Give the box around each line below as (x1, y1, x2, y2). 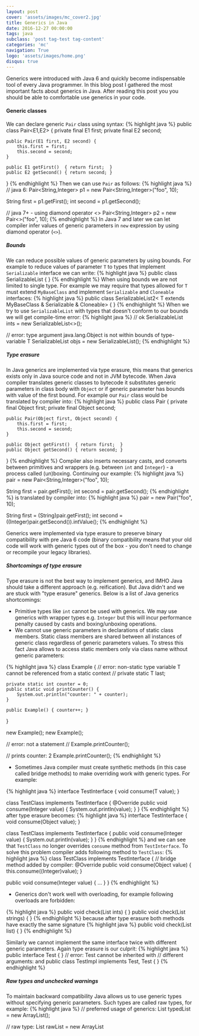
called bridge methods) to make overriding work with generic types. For (14, 770, 191, 777)
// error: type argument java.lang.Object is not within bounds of (6, 331, 160, 339)
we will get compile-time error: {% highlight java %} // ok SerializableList (6, 313, 184, 321)
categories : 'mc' (6, 42, 49, 48)
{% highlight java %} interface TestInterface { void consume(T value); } (6, 788, 179, 795)
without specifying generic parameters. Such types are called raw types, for (6, 999, 192, 1006)
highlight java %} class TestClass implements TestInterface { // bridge (6, 855, 176, 862)
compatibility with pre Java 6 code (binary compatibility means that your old (6, 536, 192, 543)
